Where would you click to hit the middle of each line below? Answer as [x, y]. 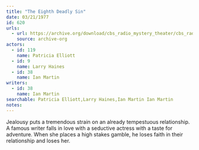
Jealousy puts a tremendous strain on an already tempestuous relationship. [98, 122]
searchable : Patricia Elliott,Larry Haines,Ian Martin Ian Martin [90, 99]
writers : [17, 83]
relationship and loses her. [38, 141]
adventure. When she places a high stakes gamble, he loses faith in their [95, 134]
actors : [16, 45]
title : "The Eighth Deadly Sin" [46, 12]
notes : [14, 105]
